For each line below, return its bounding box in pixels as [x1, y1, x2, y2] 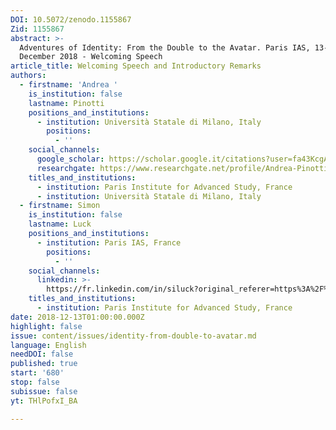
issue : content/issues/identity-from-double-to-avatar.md [10, 331, 257, 341]
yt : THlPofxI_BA [10, 396, 78, 406]
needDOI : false [10, 349, 74, 360]
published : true [10, 359, 78, 369]
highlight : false [10, 321, 83, 331]
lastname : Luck [28, 219, 92, 230]
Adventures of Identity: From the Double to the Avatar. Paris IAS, [19, 42, 311, 53]
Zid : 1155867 [10, 24, 65, 34]
